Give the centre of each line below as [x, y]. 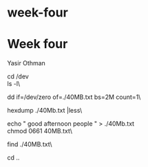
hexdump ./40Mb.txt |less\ [45, 111]
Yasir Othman [27, 63]
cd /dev [18, 76]
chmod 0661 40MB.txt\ [40, 131]
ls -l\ [14, 84]
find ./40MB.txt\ [30, 144]
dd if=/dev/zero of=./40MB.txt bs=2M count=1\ [74, 97]
